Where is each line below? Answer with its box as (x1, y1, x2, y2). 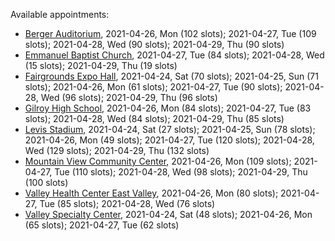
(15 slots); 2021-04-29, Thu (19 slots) (24, 60, 178, 71)
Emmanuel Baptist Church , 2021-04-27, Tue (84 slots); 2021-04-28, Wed (24, 49, 325, 61)
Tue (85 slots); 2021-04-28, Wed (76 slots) (39, 198, 216, 209)
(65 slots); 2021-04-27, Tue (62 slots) (24, 219, 180, 231)
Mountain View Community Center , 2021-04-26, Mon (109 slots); (24, 155, 292, 167)
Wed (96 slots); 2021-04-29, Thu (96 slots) (40, 92, 218, 103)
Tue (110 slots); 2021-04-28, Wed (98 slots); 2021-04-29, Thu (54, 166, 308, 178)
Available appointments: (10, 9, 110, 20)
